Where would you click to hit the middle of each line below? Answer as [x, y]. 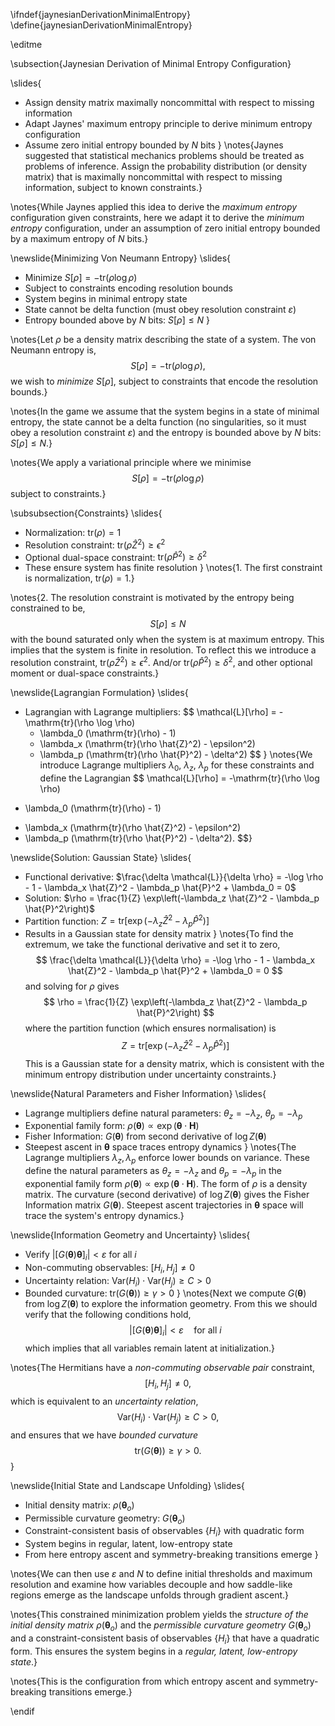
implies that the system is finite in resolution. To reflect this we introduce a [163, 650]
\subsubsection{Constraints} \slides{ [86, 513]
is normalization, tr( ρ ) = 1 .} [79, 578]
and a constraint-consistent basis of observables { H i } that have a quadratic [165, 1639]
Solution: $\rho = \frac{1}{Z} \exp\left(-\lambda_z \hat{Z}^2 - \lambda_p [172, 898]
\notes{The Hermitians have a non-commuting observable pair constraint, [162, 1368]
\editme [26, 44]
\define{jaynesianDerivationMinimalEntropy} [101, 25]
